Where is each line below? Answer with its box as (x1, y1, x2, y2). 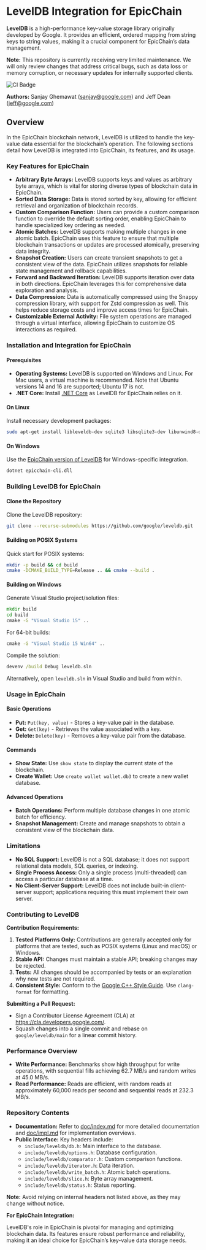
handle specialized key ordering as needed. (15, 222, 126, 229)
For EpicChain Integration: (6, 1211, 75, 1219)
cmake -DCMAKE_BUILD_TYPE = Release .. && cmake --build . (6, 568, 155, 574)
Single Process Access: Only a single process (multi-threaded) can (15, 868, 187, 876)
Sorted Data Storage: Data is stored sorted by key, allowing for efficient (15, 195, 197, 203)
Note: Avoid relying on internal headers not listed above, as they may (6, 1193, 181, 1200)
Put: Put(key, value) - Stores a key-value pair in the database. (15, 719, 175, 726)
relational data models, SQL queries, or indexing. (15, 862, 139, 870)
